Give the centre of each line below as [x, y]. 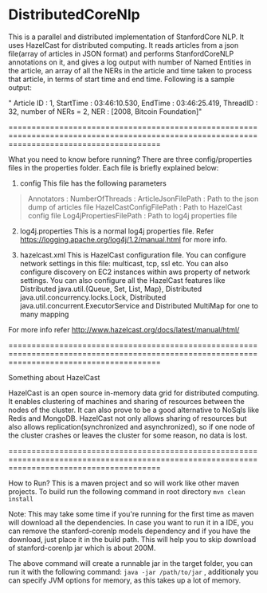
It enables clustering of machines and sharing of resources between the [126, 401]
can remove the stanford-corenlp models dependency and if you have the [130, 531]
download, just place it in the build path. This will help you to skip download [132, 539]
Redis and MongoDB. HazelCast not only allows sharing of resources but [128, 418]
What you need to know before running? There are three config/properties [130, 159]
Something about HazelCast [54, 377]
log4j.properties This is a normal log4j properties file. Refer [117, 231]
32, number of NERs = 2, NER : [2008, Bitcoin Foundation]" [105, 111]
